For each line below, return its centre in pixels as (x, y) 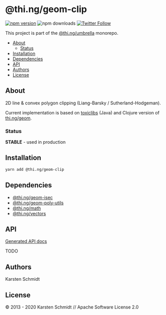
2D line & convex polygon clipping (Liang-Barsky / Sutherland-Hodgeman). (83, 103)
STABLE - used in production (36, 142)
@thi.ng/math (27, 208)
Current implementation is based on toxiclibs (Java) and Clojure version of (82, 112)
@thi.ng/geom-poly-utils (38, 203)
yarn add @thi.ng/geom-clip (35, 169)
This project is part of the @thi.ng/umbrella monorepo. (62, 33)
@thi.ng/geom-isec (33, 197)
